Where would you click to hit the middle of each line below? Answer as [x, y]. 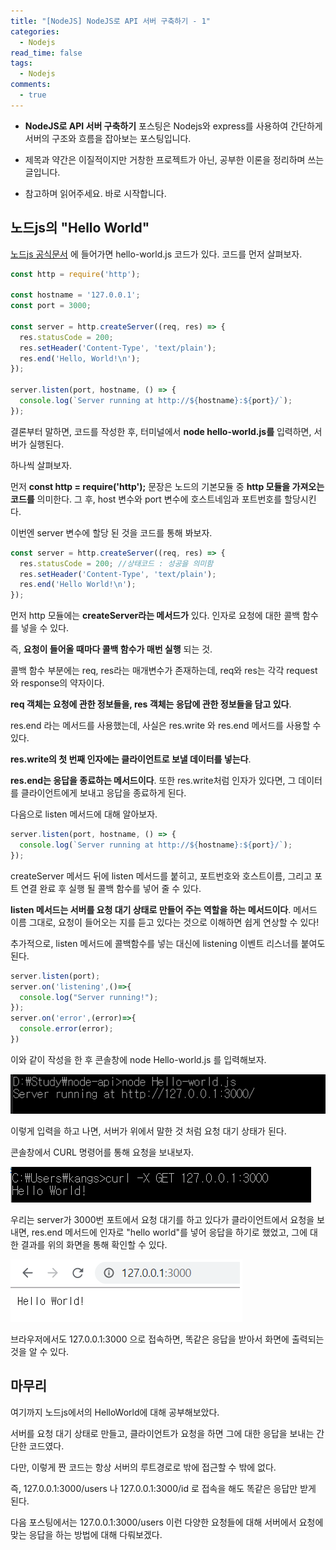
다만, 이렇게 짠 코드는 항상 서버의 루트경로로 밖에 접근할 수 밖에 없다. [143, 1467]
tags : [21, 63]
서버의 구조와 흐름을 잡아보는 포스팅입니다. [108, 138]
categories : [35, 31]
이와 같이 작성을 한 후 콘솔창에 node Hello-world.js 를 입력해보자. [138, 1059]
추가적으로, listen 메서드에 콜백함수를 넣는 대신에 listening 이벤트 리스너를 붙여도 [168, 943]
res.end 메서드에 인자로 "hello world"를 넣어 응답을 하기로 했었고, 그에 [169, 1232]
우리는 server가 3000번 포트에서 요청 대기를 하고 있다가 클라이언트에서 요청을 [162, 1219]
